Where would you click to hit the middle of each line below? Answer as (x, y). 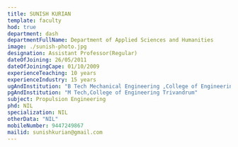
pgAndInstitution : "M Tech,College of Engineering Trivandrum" (103, 93)
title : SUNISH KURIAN (39, 14)
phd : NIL (20, 106)
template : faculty (34, 20)
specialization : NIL (38, 112)
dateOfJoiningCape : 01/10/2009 (53, 66)
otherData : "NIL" (33, 119)
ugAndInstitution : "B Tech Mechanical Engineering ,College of (103, 86)
